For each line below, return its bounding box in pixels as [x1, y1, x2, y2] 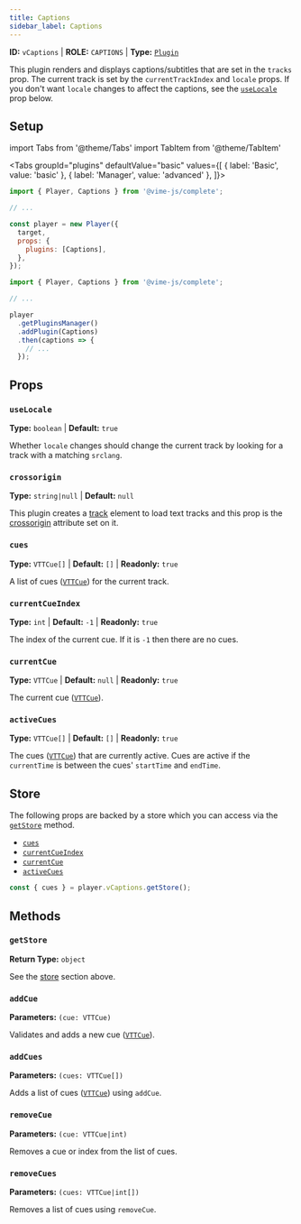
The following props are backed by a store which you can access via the [9, 810, 278, 821]
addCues [9, 1052, 43, 1063]
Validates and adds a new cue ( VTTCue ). [9, 1029, 155, 1040]
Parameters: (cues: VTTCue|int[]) [9, 1187, 140, 1198]
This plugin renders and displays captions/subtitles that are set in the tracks [9, 64, 293, 75]
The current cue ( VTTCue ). [9, 692, 104, 704]
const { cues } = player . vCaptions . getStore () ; [9, 883, 192, 893]
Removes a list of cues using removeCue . [9, 1204, 157, 1215]
